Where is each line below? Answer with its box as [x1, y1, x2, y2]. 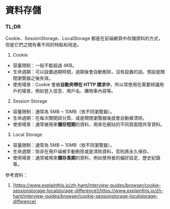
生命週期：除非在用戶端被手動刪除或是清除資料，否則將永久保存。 [12, 148, 152, 154]
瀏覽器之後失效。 [17, 75, 54, 82]
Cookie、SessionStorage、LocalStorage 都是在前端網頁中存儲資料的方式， [5, 35, 163, 41]
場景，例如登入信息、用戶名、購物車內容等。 [21, 88, 116, 94]
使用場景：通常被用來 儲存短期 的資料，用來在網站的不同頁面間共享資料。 [12, 121, 165, 127]
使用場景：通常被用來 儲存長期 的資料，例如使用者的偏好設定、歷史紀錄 [12, 155, 161, 161]
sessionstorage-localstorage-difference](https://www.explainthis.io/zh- [12, 188, 163, 194]
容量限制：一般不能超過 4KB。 [12, 62, 77, 69]
